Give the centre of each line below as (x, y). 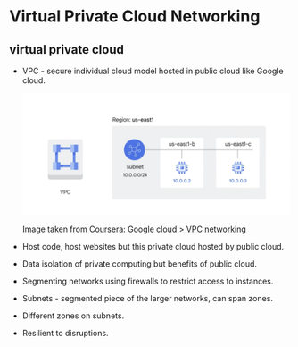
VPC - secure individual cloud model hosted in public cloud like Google (153, 71)
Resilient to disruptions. (65, 333)
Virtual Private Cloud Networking (135, 17)
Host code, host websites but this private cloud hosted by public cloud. (153, 246)
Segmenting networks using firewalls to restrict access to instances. (148, 281)
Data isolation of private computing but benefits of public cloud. (139, 263)
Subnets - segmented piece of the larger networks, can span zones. (148, 298)
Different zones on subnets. (73, 316)
